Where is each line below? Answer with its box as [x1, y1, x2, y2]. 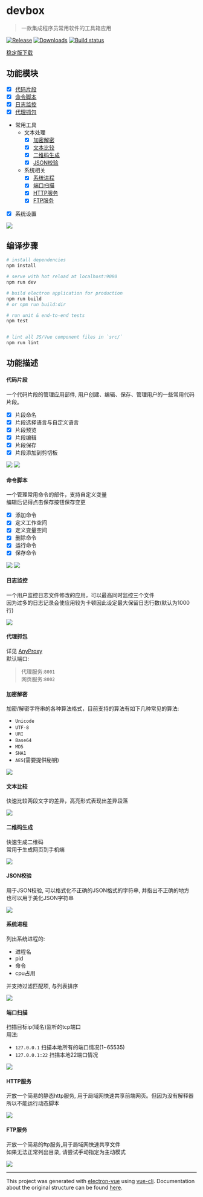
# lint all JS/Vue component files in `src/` [6, 334, 123, 341]
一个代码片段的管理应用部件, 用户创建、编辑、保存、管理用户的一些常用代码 [6, 391, 195, 398]
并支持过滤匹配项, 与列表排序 [6, 982, 79, 990]
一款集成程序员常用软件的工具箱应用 [21, 24, 112, 31]
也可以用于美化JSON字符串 [6, 894, 74, 901]
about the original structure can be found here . [6, 1184, 123, 1191]
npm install [6, 263, 36, 269]
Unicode [14, 718, 34, 725]
